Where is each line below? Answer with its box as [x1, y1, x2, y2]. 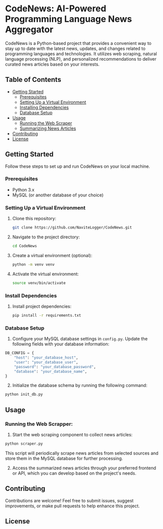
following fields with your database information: [12, 341, 110, 347]
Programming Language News [5, 13, 132, 25]
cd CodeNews [12, 244, 37, 249]
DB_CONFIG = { [5, 351, 35, 356]
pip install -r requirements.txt [12, 313, 81, 318]
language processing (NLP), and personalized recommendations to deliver [5, 56, 157, 62]
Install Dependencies [5, 292, 57, 299]
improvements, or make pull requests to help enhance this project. [5, 503, 140, 509]
